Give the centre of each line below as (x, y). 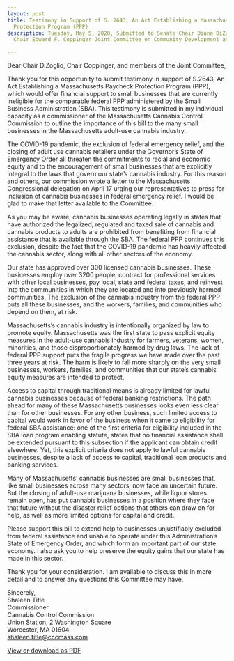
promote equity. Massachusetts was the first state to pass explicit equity (111, 333)
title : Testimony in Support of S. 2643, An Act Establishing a (102, 20)
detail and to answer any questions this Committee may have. (95, 580)
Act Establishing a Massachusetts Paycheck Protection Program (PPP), (109, 86)
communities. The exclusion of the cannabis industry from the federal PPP (114, 297)
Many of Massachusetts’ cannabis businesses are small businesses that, (111, 479)
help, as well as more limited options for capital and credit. (91, 515)
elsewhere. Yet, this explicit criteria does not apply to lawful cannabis (107, 450)
